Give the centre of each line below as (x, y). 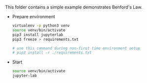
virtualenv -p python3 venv (41, 26)
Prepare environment (34, 16)
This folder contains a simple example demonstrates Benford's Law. (74, 7)
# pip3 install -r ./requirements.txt (52, 53)
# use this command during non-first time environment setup (76, 48)
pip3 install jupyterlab (38, 35)
